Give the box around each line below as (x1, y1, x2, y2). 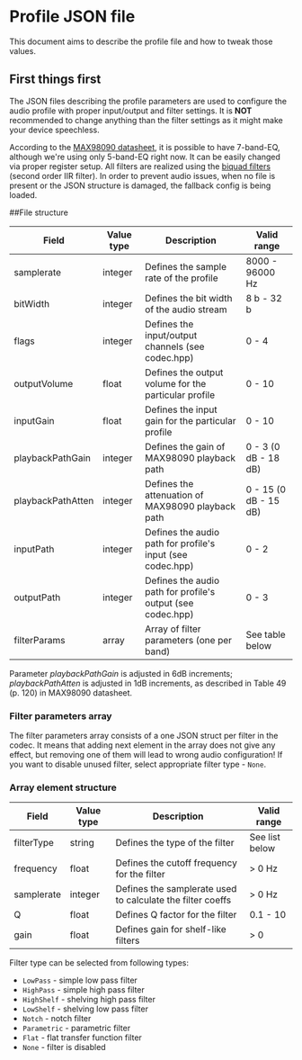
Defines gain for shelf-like (115, 923, 226, 936)
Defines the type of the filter (115, 837, 235, 849)
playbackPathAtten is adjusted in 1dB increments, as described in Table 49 (9, 678, 287, 688)
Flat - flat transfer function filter (22, 1032, 142, 1043)
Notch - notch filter (22, 1013, 92, 1024)
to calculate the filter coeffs (115, 894, 232, 906)
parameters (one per (145, 633, 232, 646)
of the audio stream (145, 303, 227, 316)
